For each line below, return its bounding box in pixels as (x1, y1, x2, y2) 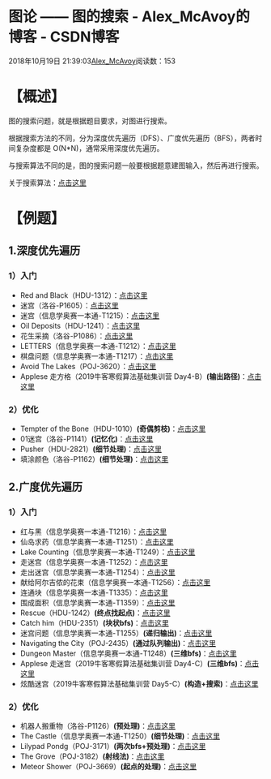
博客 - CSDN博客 (8, 28, 120, 46)
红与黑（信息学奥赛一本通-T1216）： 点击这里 (19, 527, 167, 536)
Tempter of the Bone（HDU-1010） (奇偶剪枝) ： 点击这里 (19, 424, 206, 434)
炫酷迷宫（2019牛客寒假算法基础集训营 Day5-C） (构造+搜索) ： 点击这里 (19, 678, 259, 688)
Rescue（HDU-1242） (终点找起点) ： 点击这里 (19, 608, 171, 618)
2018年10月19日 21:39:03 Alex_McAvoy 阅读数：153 (8, 56, 176, 66)
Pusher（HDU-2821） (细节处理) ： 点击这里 (19, 444, 163, 454)
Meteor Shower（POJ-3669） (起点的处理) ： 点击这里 (19, 762, 197, 772)
